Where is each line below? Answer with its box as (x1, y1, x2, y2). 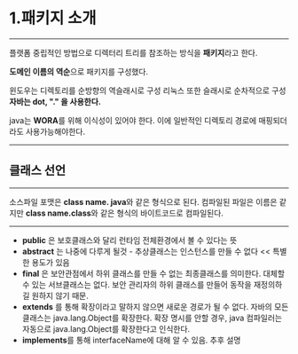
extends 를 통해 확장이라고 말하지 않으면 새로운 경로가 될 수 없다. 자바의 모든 (21, 301, 289, 311)
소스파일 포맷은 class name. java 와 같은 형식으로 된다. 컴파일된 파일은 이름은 (9, 196, 278, 207)
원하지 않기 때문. (31, 290, 89, 301)
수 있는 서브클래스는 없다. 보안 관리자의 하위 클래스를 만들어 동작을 (21, 279, 252, 289)
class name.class (25, 208, 91, 218)
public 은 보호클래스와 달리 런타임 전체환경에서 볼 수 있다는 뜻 (21, 234, 238, 245)
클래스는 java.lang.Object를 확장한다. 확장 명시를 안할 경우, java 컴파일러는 (21, 312, 282, 323)
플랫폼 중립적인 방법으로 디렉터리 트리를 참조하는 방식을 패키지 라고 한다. (9, 47, 258, 58)
